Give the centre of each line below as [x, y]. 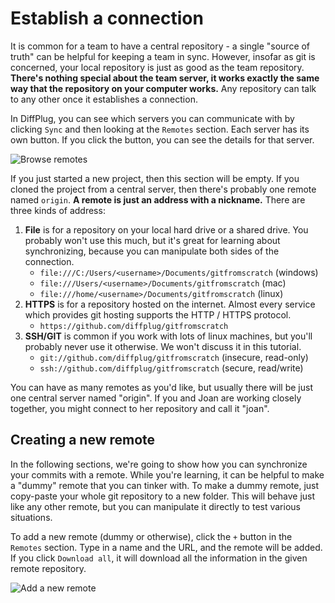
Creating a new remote [83, 440]
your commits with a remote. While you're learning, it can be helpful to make [167, 474]
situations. [31, 517]
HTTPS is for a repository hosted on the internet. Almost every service [170, 304]
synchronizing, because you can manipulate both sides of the [152, 251]
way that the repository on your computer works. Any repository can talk [163, 88]
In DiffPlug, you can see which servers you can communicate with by [152, 118]
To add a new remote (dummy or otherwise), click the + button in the [151, 536]
